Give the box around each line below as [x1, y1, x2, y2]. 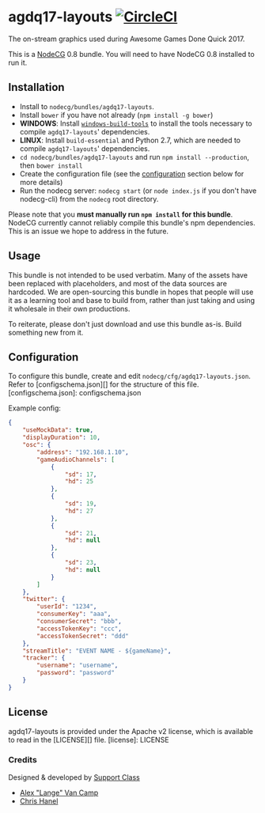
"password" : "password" [36, 669, 115, 677]
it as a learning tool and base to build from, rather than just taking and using [8, 295, 256, 304]
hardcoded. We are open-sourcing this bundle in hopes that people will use [8, 287, 254, 297]
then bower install [19, 161, 83, 170]
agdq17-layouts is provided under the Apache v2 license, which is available [8, 726, 253, 735]
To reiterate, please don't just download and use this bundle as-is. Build [8, 319, 242, 328]
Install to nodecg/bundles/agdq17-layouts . [19, 101, 154, 111]
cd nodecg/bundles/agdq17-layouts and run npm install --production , [19, 152, 250, 161]
